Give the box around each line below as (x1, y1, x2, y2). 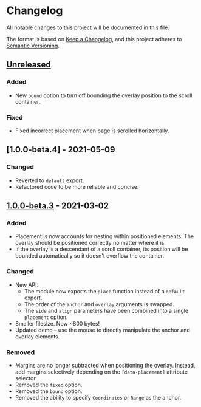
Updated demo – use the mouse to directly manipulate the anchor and (15, 326, 190, 333)
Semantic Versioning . (6, 42, 60, 49)
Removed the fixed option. (15, 381, 83, 388)
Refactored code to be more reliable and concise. (15, 183, 139, 190)
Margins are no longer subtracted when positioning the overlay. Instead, (15, 361, 196, 369)
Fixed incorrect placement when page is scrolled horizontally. (15, 127, 169, 134)
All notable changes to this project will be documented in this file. (6, 24, 170, 31)
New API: (15, 281, 39, 289)
